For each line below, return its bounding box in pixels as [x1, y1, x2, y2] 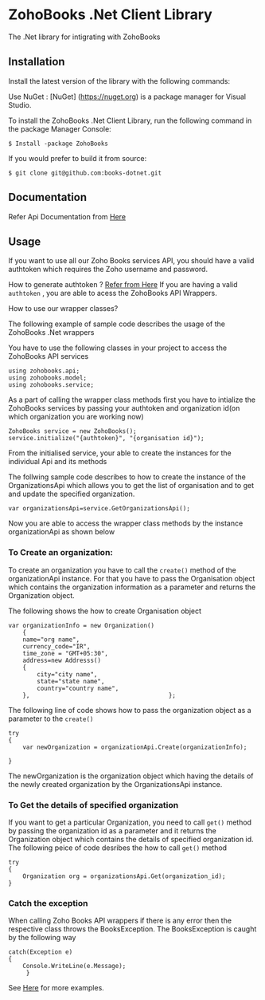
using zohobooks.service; [8, 381, 94, 389]
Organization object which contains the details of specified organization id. [8, 834, 254, 844]
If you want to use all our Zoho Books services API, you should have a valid [8, 256, 255, 266]
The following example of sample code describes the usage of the [8, 319, 225, 329]
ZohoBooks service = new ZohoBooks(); [8, 427, 137, 435]
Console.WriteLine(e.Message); [22, 963, 127, 970]
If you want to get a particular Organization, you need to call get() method [8, 817, 252, 827]
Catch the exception [8, 897, 88, 908]
